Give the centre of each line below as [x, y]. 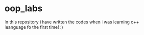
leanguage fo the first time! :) [34, 27]
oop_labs [24, 9]
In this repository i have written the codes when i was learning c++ [72, 22]
